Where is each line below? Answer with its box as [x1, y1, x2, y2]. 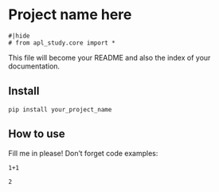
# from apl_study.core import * [8, 38, 115, 47]
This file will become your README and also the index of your [8, 53, 211, 62]
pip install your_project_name [8, 105, 112, 113]
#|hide [8, 32, 30, 40]
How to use [8, 127, 65, 141]
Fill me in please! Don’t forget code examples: [8, 148, 158, 158]
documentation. [8, 61, 61, 71]
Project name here [8, 6, 132, 24]
